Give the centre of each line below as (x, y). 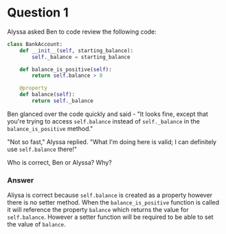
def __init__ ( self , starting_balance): (77, 50)
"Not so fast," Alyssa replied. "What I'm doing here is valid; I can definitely (112, 141)
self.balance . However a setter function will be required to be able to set (111, 217)
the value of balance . (37, 224)
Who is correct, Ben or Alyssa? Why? (59, 162)
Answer (21, 180)
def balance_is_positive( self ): (66, 69)
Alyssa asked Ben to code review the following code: (82, 32)
